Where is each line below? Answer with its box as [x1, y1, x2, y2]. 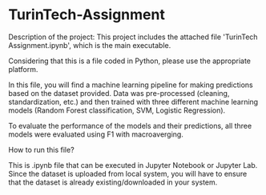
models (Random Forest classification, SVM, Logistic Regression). [8, 105, 226, 115]
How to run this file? [8, 145, 75, 154]
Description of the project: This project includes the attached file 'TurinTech [8, 32, 258, 42]
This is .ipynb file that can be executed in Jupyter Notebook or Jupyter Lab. [8, 160, 258, 169]
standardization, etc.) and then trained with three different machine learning [8, 97, 259, 106]
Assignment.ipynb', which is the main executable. [8, 40, 171, 50]
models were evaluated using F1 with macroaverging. [8, 129, 184, 139]
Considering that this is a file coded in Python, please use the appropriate [8, 56, 251, 66]
